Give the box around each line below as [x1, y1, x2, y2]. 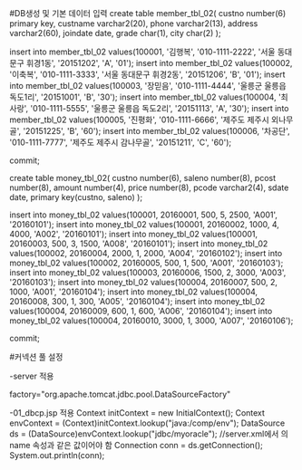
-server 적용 [9, 370, 54, 381]
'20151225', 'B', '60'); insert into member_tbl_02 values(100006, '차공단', [22, 126, 290, 136]
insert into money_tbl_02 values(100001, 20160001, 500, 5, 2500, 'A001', [9, 209, 278, 220]
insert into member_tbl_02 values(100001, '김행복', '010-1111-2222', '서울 [9, 46, 276, 57]
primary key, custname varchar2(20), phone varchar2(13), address [9, 18, 258, 29]
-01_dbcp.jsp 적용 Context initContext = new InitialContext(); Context [9, 408, 266, 418]
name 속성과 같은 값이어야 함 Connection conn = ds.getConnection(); [9, 440, 263, 450]
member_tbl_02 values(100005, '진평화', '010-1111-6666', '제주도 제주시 [9, 114, 269, 125]
